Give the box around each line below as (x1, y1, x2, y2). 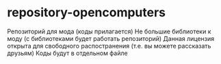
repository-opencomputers (7, 5, 166, 20)
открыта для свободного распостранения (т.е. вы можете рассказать (7, 42, 211, 50)
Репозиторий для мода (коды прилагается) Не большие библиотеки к (7, 27, 211, 35)
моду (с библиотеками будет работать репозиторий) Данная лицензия (7, 34, 215, 42)
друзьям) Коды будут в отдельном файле (7, 49, 128, 57)
